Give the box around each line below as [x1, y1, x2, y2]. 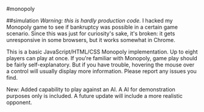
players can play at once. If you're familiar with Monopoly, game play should [6, 55, 198, 61]
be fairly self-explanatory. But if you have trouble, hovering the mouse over [6, 61, 195, 68]
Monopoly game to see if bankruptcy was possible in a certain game [6, 24, 178, 30]
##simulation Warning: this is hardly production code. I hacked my [6, 17, 173, 24]
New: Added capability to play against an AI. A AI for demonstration [6, 86, 175, 93]
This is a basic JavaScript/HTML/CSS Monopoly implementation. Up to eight [6, 48, 198, 55]
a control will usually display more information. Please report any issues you [6, 68, 197, 75]
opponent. [6, 99, 32, 106]
